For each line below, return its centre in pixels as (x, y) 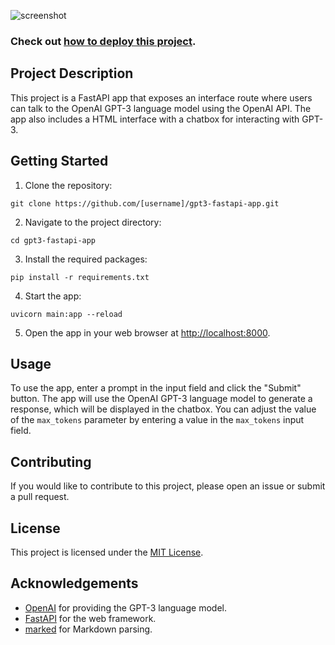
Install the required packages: (86, 259)
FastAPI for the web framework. (90, 618)
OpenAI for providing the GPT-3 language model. (125, 607)
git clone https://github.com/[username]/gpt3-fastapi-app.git (145, 203)
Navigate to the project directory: (93, 222)
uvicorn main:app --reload (66, 314)
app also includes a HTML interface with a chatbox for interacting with (155, 119)
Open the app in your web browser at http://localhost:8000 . (147, 332)
